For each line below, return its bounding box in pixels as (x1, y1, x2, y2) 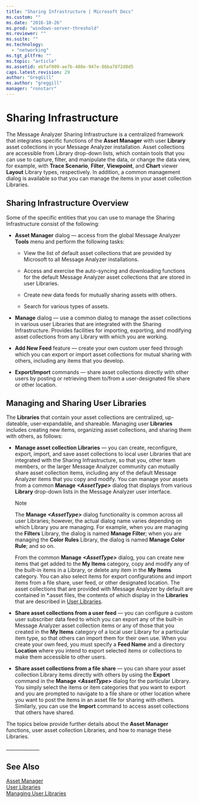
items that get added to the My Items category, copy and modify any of (14, 560, 190, 567)
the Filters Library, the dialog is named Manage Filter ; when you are (14, 530, 182, 537)
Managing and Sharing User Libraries (6, 398, 147, 408)
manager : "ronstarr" (6, 86, 57, 92)
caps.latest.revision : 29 (6, 69, 70, 75)
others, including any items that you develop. (14, 357, 125, 364)
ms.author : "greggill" (6, 80, 62, 86)
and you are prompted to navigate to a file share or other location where (14, 690, 191, 697)
